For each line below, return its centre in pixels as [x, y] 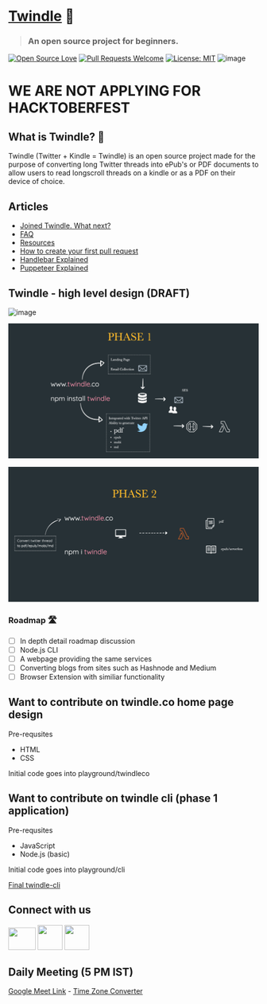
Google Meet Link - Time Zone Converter [75, 991]
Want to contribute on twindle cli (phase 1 [113, 799]
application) [39, 811]
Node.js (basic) [44, 854]
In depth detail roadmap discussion [77, 641]
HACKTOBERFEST [70, 108]
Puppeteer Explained [54, 268]
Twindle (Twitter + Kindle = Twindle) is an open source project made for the [132, 156]
